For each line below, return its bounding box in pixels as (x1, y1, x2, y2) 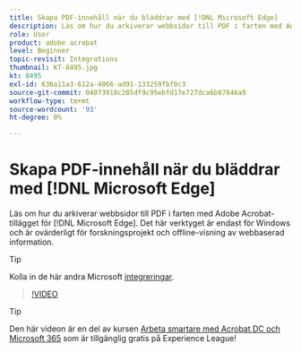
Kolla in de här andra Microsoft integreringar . (9, 271, 175, 282)
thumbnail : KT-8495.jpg (9, 64, 99, 73)
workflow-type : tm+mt (9, 96, 90, 106)
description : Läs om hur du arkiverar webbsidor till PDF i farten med (9, 21, 282, 30)
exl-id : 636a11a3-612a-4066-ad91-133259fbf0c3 (9, 80, 186, 89)
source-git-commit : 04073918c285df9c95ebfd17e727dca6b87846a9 (9, 88, 246, 97)
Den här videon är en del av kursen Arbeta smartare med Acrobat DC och (9, 323, 280, 334)
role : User (9, 30, 50, 39)
